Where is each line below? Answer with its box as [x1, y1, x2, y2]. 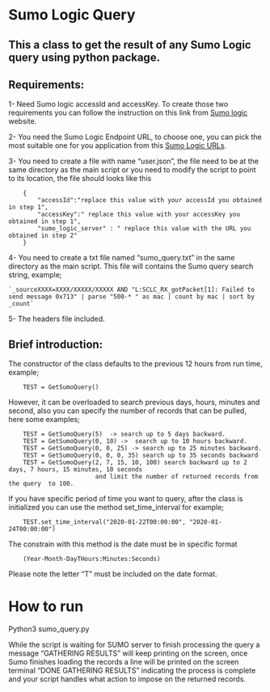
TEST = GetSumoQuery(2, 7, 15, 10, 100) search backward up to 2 [23, 458, 248, 466]
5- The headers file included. [8, 314, 105, 324]
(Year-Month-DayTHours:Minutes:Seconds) [23, 555, 161, 563]
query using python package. [8, 50, 160, 64]
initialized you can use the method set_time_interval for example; [8, 503, 225, 513]
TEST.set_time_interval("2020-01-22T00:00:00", [23, 518, 186, 526]
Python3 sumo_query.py [8, 624, 90, 634]
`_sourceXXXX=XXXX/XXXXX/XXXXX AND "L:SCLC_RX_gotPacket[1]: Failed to [8, 285, 255, 294]
